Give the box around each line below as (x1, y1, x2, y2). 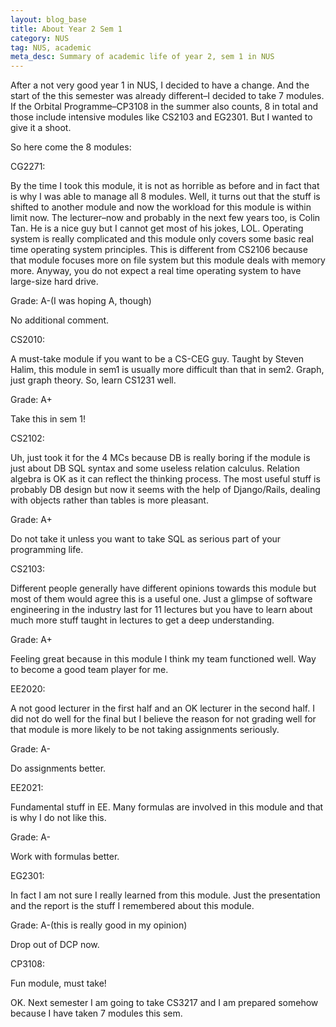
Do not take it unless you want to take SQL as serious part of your (10, 533, 282, 545)
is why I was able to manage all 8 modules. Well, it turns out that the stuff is (10, 191, 321, 203)
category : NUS (10, 33, 70, 43)
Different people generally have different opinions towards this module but (10, 582, 317, 595)
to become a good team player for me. (10, 664, 169, 676)
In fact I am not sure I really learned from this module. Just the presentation (10, 889, 321, 901)
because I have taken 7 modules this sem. (10, 1007, 183, 1020)
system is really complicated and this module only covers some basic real (10, 233, 314, 245)
